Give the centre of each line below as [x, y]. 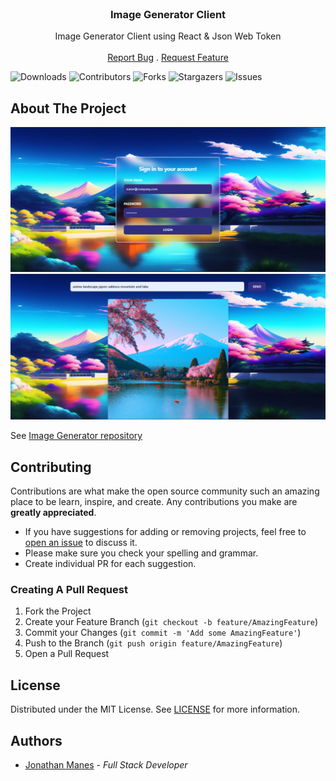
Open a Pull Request [67, 654]
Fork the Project [58, 611]
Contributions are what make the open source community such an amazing [165, 491]
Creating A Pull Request [69, 589]
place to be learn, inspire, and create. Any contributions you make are [154, 502]
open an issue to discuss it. [81, 543]
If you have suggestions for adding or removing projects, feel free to [165, 532]
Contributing [51, 467]
